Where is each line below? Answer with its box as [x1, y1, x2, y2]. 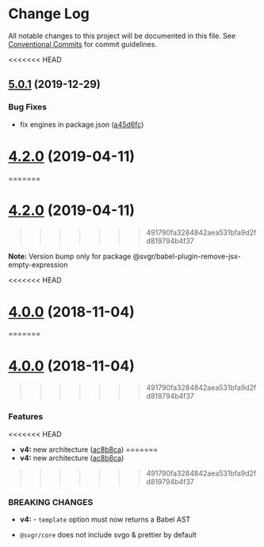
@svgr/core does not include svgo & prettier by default [19, 530, 197, 539]
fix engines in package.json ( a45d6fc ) [19, 120, 144, 129]
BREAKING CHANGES [8, 496, 94, 507]
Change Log [8, 5, 90, 23]
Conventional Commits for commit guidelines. [8, 39, 157, 48]
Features [8, 411, 44, 423]
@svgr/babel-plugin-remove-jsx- [132, 251, 242, 261]
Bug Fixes [8, 101, 48, 113]
